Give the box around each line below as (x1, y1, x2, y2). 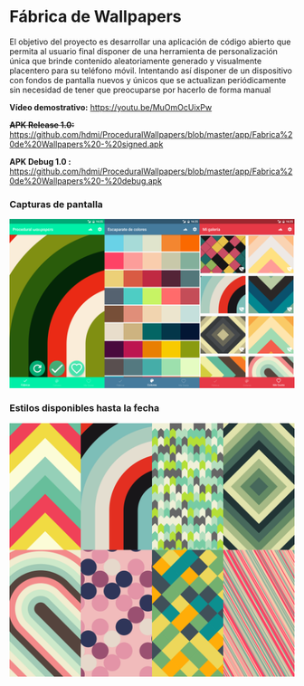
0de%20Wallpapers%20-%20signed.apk (9, 138, 164, 149)
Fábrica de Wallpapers (9, 6, 183, 27)
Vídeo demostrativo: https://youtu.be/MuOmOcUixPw (9, 101, 213, 112)
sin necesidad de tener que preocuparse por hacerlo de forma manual (9, 84, 271, 95)
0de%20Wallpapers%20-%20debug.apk (9, 175, 163, 186)
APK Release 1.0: (9, 119, 75, 130)
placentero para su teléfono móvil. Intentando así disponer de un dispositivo (9, 65, 292, 76)
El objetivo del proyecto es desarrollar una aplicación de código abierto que (9, 36, 291, 47)
